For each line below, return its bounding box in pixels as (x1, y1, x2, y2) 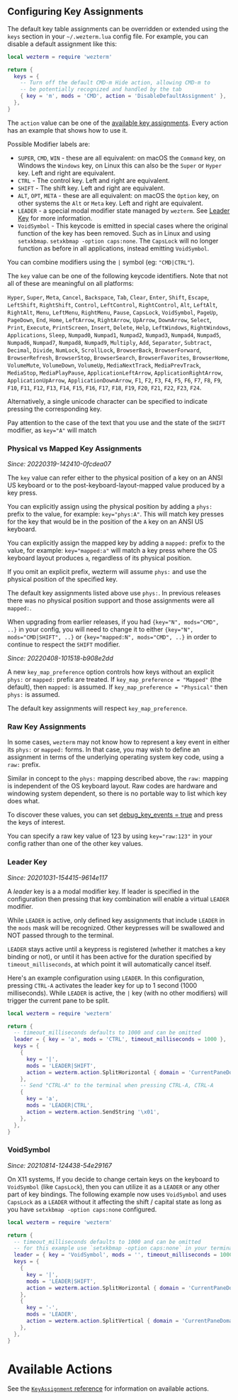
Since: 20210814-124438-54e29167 (7, 1161, 112, 1169)
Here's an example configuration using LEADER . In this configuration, (7, 974, 205, 982)
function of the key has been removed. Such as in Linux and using (17, 228, 211, 237)
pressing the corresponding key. (7, 404, 102, 413)
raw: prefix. (7, 761, 41, 769)
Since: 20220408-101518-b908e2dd (7, 654, 113, 663)
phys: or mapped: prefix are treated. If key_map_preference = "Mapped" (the (7, 676, 222, 684)
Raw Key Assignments (7, 722, 86, 732)
